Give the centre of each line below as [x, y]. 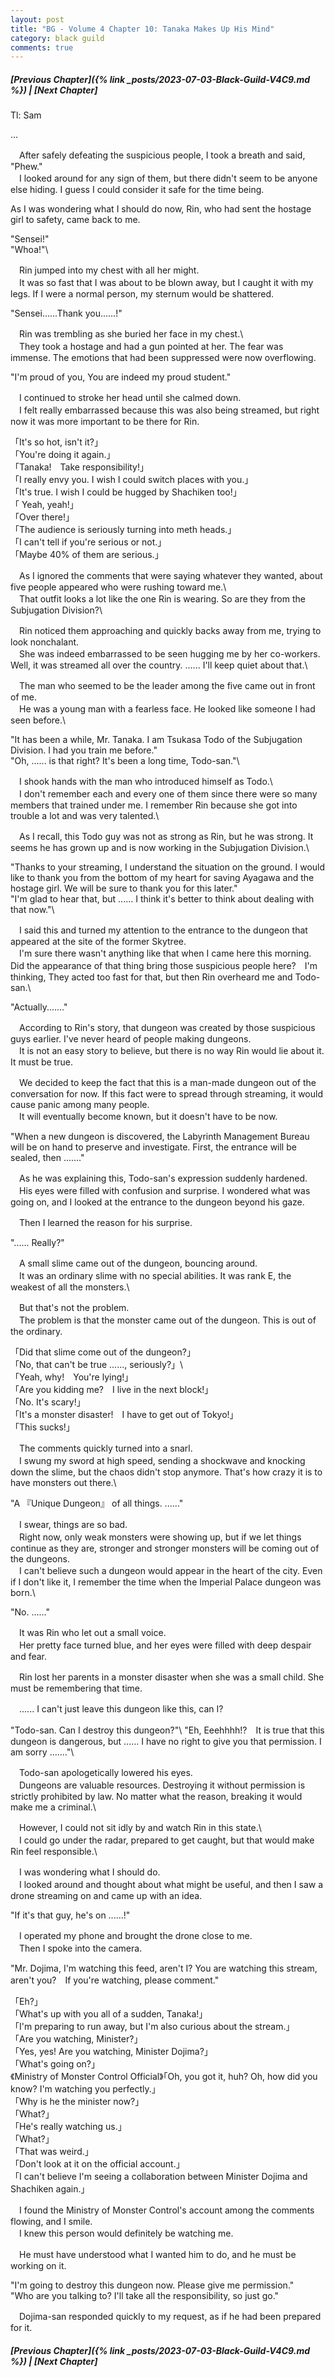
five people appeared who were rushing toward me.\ [118, 587]
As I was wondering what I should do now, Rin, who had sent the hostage [161, 209]
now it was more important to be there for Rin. [105, 422]
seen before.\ [38, 720]
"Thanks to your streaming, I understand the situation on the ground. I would [168, 867]
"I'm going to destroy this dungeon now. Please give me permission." [152, 2285]
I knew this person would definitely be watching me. [126, 2233]
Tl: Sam [26, 115]
